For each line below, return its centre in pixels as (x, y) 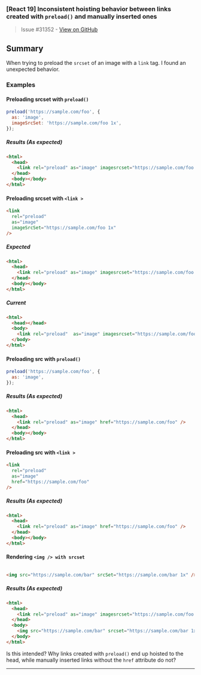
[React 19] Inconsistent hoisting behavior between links (89, 9)
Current (16, 303)
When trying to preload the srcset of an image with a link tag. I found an (96, 63)
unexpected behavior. (33, 69)
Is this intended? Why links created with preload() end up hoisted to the (95, 653)
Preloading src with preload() (43, 359)
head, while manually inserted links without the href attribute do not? (91, 660)
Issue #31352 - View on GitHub (59, 29)
